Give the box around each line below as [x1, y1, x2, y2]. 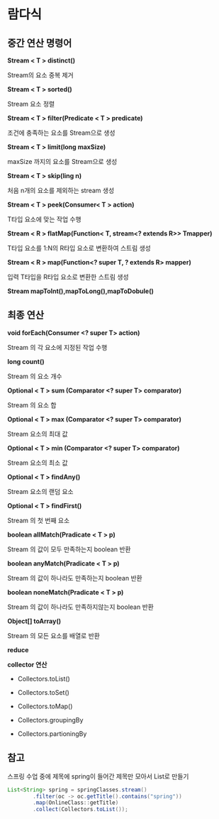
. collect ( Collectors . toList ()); [33, 806, 129, 813]
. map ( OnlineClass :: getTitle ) [33, 799, 119, 806]
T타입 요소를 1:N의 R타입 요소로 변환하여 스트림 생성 [7, 244, 151, 252]
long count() [7, 357, 45, 365]
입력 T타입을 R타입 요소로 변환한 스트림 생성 [7, 273, 129, 281]
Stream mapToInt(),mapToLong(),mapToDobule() [7, 287, 154, 295]
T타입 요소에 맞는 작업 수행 [7, 215, 82, 224]
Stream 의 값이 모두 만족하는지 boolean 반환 [7, 544, 131, 554]
